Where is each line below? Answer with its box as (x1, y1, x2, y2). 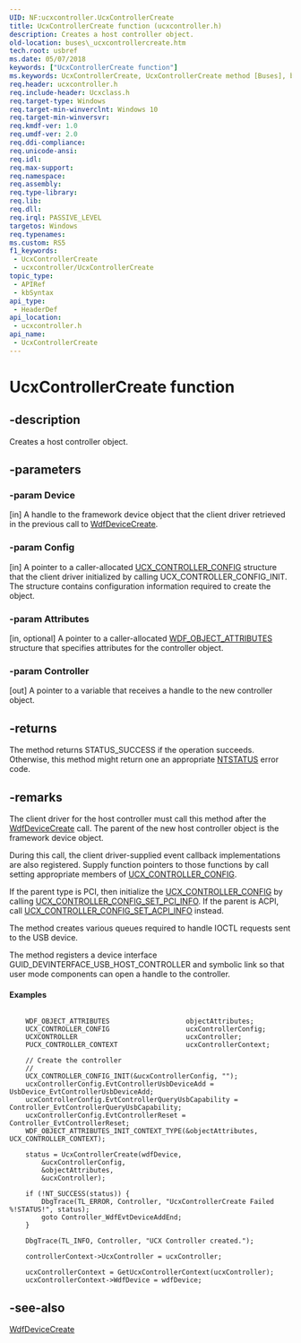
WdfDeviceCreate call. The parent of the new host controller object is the (9, 822, 279, 834)
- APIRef (13, 280, 47, 289)
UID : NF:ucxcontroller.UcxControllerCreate (9, 13, 175, 22)
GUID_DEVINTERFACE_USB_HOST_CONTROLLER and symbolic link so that (9, 958, 285, 969)
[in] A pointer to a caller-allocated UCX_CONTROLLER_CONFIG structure (9, 561, 278, 572)
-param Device (9, 490, 76, 502)
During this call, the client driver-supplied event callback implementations (9, 849, 280, 861)
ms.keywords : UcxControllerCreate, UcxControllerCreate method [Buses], (9, 72, 287, 81)
